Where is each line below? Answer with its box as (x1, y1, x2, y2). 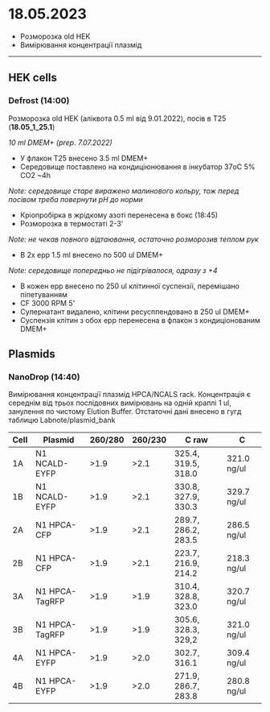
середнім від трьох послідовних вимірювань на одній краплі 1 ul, (8, 398, 231, 408)
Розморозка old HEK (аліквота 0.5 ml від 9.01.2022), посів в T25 (8, 114, 227, 123)
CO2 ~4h (19, 170, 51, 180)
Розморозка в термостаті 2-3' (19, 218, 124, 228)
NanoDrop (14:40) (8, 371, 80, 383)
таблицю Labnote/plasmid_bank (8, 416, 116, 425)
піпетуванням (19, 289, 68, 299)
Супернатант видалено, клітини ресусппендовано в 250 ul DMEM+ (19, 307, 251, 317)
